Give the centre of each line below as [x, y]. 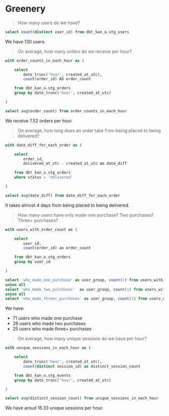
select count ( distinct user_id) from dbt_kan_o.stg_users [67, 32]
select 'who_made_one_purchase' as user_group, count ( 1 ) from [72, 280]
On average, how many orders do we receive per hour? [75, 51]
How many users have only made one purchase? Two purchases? [86, 215]
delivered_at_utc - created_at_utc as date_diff [75, 164]
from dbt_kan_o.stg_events [43, 375]
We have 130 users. [26, 41]
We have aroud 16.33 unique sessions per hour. [54, 408]
